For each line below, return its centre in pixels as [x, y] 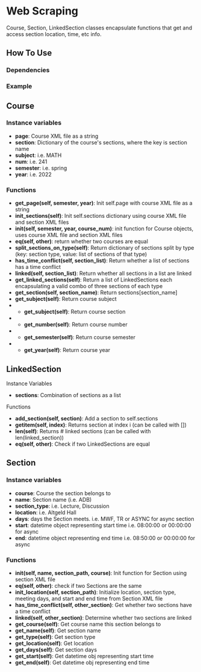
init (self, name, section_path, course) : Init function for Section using [101, 573]
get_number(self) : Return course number [76, 325]
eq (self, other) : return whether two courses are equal [82, 241]
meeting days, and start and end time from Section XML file [89, 598]
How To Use [29, 53]
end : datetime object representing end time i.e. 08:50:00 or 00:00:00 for [105, 538]
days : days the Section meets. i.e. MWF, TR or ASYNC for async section [104, 519]
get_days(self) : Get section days [56, 649]
